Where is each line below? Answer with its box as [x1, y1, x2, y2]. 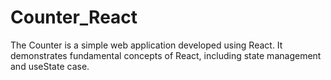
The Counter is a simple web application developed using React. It [10, 39, 283, 51]
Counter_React [10, 6, 138, 29]
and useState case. [10, 60, 90, 72]
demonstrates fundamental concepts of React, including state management [10, 49, 322, 61]
